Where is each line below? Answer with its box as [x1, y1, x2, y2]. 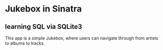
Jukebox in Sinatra [5, 3, 82, 14]
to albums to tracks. [5, 40, 45, 46]
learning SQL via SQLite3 [5, 23, 82, 31]
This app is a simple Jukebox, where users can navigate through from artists [5, 35, 159, 41]
